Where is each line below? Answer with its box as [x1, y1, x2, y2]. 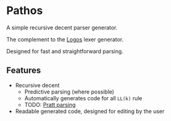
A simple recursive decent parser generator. [6, 24, 118, 31]
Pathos [6, 4, 43, 18]
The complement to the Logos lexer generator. [6, 35, 124, 43]
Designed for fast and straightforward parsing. [6, 47, 124, 55]
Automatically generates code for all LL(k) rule [24, 94, 143, 101]
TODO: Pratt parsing [24, 101, 76, 108]
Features [6, 65, 41, 76]
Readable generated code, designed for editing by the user [15, 108, 165, 115]
